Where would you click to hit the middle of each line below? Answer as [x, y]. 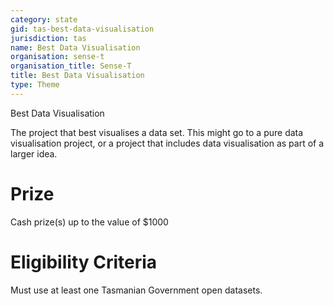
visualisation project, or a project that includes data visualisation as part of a [167, 143]
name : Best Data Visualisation [75, 47]
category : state [44, 19]
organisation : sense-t [57, 57]
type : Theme [35, 85]
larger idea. [34, 153]
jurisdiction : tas [48, 38]
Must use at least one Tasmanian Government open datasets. [136, 290]
